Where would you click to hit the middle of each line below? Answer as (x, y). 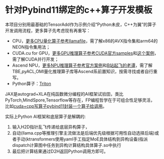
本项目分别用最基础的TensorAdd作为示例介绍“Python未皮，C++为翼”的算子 (81, 24)
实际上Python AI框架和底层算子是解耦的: (45, 116)
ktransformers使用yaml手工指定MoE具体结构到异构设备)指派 (87, 139)
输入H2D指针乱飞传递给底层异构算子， (51, 127)
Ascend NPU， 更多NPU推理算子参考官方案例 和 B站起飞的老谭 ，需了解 (82, 65)
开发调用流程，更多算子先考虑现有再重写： (48, 30)
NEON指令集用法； (31, 47)
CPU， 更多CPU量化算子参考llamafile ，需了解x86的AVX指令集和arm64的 (85, 41)
